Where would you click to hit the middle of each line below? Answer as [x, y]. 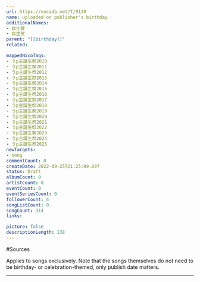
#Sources [18, 249]
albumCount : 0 [24, 177]
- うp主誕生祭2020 [27, 117]
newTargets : [21, 149]
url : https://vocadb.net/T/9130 [46, 12]
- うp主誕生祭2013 [27, 78]
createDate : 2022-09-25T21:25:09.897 [53, 166]
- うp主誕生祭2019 [27, 111]
